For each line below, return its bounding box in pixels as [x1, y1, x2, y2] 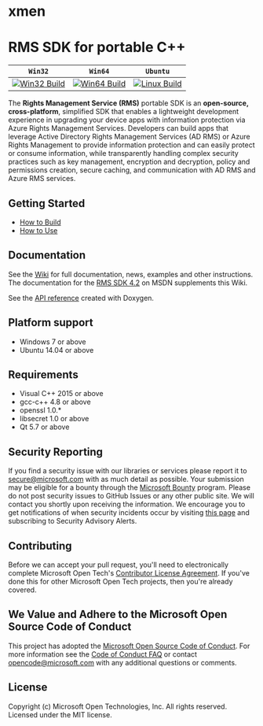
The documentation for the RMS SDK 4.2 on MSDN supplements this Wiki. [8, 278, 248, 287]
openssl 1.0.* [19, 406, 62, 415]
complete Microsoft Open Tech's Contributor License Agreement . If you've [8, 569, 250, 577]
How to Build [19, 217, 61, 227]
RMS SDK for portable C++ [8, 39, 186, 57]
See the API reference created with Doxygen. [8, 293, 155, 302]
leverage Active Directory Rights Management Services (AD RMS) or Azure [8, 132, 250, 142]
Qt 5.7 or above [19, 422, 70, 432]
